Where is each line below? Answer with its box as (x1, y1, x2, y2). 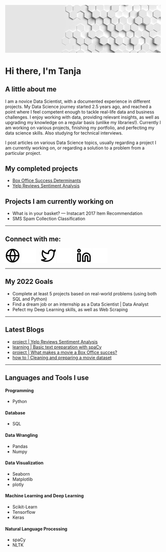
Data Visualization (5, 460, 43, 466)
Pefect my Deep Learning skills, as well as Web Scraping (12, 306, 128, 312)
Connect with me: (5, 235, 61, 243)
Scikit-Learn (12, 504, 38, 510)
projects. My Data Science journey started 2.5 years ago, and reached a (5, 103, 152, 109)
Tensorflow (12, 509, 36, 515)
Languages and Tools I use (5, 373, 89, 382)
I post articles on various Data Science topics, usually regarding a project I (5, 139, 157, 145)
